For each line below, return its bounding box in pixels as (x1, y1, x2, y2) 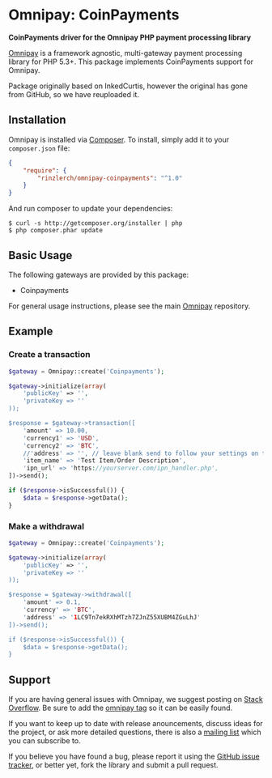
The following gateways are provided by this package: (8, 270, 189, 279)
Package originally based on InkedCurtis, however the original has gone (8, 81, 249, 91)
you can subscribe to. (8, 736, 81, 746)
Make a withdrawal (8, 521, 85, 532)
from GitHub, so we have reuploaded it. (8, 89, 140, 99)
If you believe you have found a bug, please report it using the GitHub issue (8, 751, 261, 762)
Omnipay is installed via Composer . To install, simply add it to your (8, 134, 230, 144)
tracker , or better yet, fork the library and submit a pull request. (8, 760, 219, 770)
